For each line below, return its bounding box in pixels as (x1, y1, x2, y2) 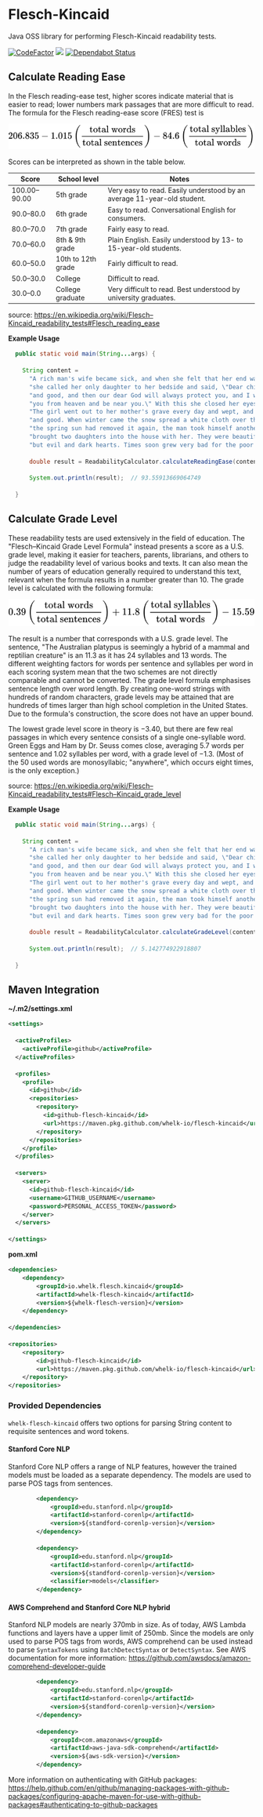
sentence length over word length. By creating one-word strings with (8, 684, 231, 693)
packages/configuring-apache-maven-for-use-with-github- (8, 1792, 202, 1801)
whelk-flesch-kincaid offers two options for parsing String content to (8, 1418, 232, 1428)
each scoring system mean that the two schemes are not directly (8, 667, 218, 677)
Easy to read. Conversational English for (107, 205, 236, 214)
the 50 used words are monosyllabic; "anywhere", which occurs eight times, (8, 757, 254, 767)
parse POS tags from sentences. (8, 1478, 113, 1488)
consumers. (107, 213, 146, 223)
